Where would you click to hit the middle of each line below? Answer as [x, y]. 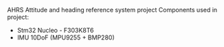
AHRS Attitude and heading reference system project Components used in [112, 10]
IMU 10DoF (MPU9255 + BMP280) [66, 37]
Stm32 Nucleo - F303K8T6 [55, 30]
